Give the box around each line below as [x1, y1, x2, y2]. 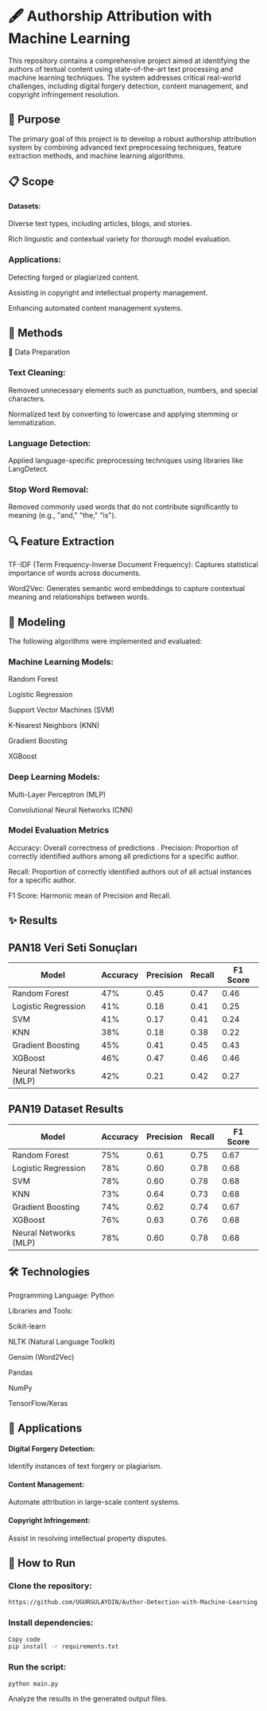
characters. [8, 393, 46, 403]
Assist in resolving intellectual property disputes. [8, 1533, 168, 1543]
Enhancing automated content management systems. [8, 303, 183, 312]
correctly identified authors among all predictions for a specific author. [8, 851, 240, 861]
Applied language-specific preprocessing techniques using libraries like [8, 456, 244, 465]
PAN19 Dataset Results [8, 1102, 124, 1116]
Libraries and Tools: [8, 1306, 73, 1315]
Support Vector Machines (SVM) [8, 705, 115, 715]
